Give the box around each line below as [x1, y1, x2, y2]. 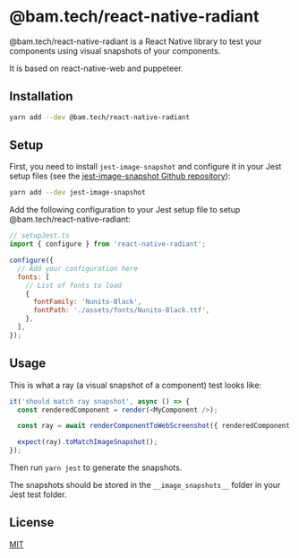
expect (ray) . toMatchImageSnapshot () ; [17, 438, 158, 447]
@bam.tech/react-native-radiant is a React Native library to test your [9, 36, 262, 47]
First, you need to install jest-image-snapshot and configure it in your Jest [9, 161, 282, 172]
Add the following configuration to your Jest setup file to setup [9, 205, 241, 215]
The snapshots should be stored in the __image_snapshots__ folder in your [9, 480, 281, 490]
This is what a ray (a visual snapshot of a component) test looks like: [9, 379, 262, 390]
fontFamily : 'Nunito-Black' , [32, 298, 142, 307]
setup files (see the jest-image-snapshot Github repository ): [9, 170, 231, 181]
